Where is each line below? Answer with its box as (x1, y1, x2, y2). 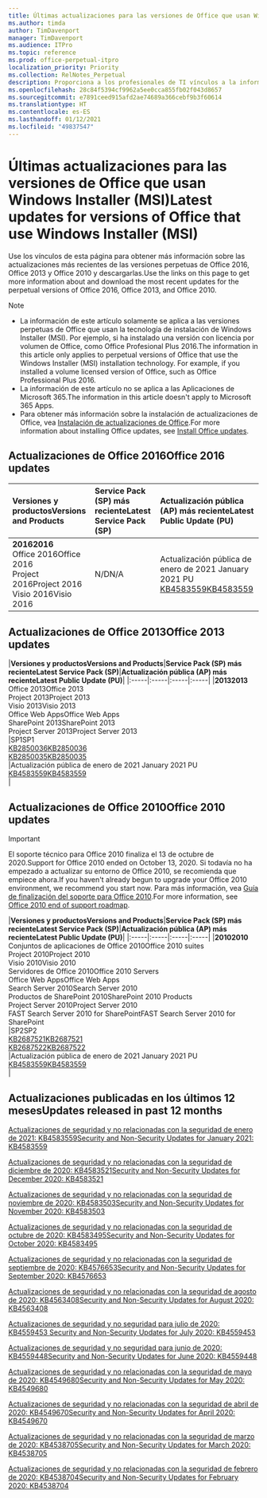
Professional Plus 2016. (19, 375, 97, 385)
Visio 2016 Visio (12, 588, 72, 599)
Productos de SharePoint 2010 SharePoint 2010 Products (8, 992, 193, 1002)
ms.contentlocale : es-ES (8, 108, 91, 116)
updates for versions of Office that (8, 208, 241, 225)
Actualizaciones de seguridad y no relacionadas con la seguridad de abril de (8, 1399, 259, 1409)
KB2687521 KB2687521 (8, 1034, 83, 1044)
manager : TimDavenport (8, 33, 83, 42)
